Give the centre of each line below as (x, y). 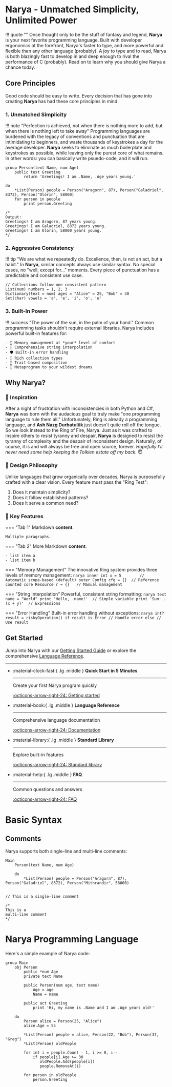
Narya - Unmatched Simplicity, (72, 9)
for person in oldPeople (50, 1075)
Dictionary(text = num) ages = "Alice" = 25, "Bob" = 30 (67, 294)
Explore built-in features (38, 755)
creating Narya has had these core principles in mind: (62, 101)
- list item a (20, 556)
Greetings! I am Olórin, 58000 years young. (53, 231)
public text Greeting (37, 172)
